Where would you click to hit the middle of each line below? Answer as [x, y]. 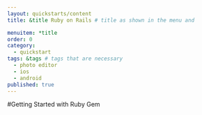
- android [28, 78]
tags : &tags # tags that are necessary [65, 59]
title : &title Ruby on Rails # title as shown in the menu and [101, 20]
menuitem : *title [32, 33]
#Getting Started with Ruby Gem [54, 105]
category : [22, 46]
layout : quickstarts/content [49, 14]
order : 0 [20, 39]
